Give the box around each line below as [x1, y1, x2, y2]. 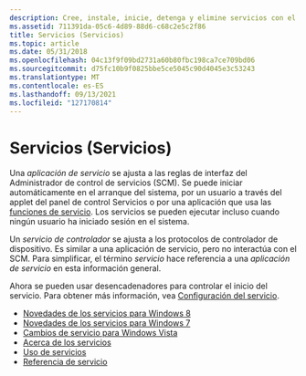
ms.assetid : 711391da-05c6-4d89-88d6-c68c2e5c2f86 [9, 22, 206, 31]
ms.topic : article [9, 38, 79, 48]
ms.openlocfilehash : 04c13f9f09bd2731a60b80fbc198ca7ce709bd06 [9, 56, 256, 65]
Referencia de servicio [22, 357, 108, 368]
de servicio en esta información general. [9, 263, 162, 274]
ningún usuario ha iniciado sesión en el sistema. [9, 216, 190, 227]
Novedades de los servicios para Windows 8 [22, 308, 192, 319]
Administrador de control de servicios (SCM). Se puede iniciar [9, 177, 243, 188]
